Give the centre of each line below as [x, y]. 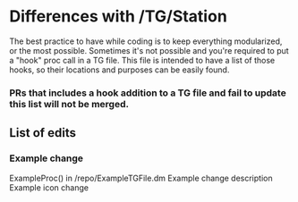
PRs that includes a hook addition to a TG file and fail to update [148, 93]
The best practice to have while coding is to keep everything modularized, [146, 41]
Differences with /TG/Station [119, 17]
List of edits [43, 133]
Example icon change [49, 187]
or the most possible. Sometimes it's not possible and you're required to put [149, 50]
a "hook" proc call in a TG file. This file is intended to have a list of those [142, 60]
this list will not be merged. [69, 104]
